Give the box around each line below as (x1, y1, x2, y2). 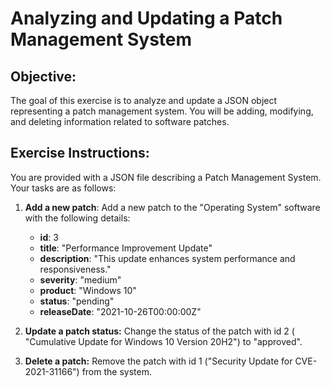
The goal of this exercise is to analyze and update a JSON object (10, 95, 278, 106)
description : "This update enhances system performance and (39, 252, 296, 264)
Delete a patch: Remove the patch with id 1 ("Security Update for (24, 355, 293, 367)
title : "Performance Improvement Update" (39, 242, 213, 254)
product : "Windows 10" (39, 284, 137, 296)
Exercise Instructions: (10, 145, 150, 162)
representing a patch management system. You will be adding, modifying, (10, 105, 314, 117)
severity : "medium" (39, 273, 122, 286)
